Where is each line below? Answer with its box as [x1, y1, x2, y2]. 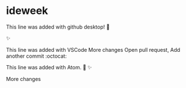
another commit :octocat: [6, 52, 67, 59]
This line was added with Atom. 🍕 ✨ [6, 64, 92, 71]
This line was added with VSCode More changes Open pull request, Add [6, 46, 180, 53]
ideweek [6, 4, 49, 17]
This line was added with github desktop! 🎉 [6, 23, 110, 30]
